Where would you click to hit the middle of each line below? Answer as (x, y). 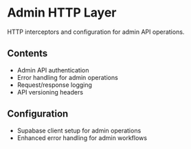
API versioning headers (50, 92)
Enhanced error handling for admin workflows (82, 138)
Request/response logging (55, 85)
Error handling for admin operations (67, 77)
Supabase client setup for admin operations (79, 130)
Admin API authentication (53, 70)
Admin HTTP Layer (62, 13)
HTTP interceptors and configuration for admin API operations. (96, 32)
